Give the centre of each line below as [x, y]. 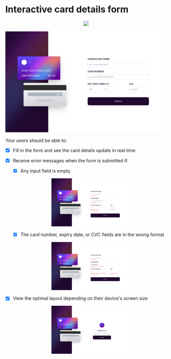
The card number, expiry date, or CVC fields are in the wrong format [92, 235]
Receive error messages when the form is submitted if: [71, 161]
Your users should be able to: [36, 140]
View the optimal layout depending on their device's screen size [80, 299]
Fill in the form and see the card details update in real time [74, 150]
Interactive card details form [67, 9]
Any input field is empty [45, 171]
